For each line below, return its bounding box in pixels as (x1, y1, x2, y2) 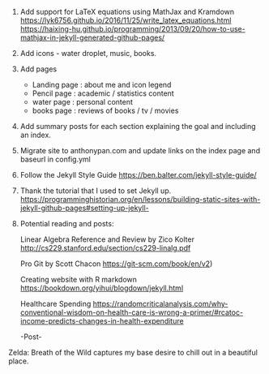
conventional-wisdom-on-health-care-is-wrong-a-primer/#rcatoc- (19, 307, 244, 317)
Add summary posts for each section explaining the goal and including (19, 122, 257, 131)
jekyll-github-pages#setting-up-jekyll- (19, 203, 149, 213)
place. (8, 356, 30, 366)
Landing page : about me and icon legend (32, 80, 172, 89)
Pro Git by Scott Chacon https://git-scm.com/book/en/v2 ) (19, 259, 213, 269)
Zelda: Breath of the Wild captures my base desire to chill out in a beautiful (8, 348, 258, 357)
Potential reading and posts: (19, 219, 114, 228)
